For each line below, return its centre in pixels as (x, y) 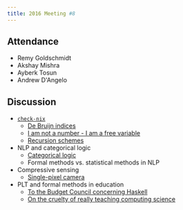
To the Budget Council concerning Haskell (87, 192)
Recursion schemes (56, 141)
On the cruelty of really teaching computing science (102, 199)
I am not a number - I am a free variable (84, 133)
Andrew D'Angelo (42, 80)
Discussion (32, 102)
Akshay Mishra (38, 66)
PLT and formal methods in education (70, 184)
